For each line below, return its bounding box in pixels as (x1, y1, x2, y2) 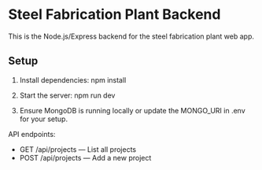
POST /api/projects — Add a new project (19, 153, 152, 162)
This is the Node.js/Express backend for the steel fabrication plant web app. (8, 31, 254, 41)
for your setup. (19, 114, 68, 124)
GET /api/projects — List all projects (19, 144, 136, 154)
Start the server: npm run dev (19, 91, 116, 100)
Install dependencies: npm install (19, 75, 127, 84)
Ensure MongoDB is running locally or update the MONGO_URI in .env (19, 105, 245, 115)
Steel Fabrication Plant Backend (8, 6, 221, 24)
